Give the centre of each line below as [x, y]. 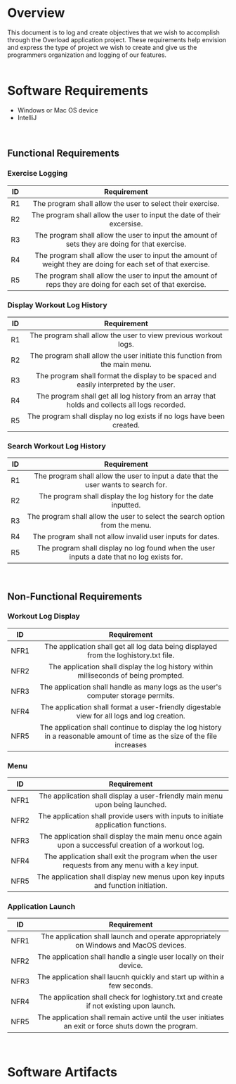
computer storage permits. [131, 695]
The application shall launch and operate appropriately [131, 936]
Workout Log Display [44, 617]
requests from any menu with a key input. [131, 865]
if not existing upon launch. [131, 1006]
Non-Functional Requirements [75, 596]
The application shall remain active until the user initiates [131, 1017]
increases [131, 744]
